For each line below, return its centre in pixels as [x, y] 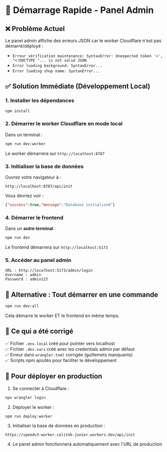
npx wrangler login [25, 397]
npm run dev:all [22, 306]
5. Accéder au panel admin [38, 260]
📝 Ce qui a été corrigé [39, 331]
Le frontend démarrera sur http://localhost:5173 [57, 247]
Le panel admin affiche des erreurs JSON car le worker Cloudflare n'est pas [83, 40]
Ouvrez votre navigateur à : [33, 177]
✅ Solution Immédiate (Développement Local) [78, 86]
